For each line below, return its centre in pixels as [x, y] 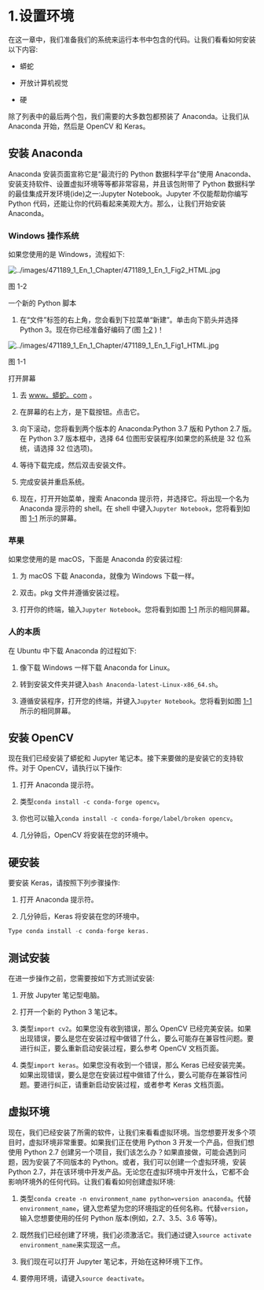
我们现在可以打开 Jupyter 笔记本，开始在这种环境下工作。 [113, 1261]
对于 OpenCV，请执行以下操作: [72, 768]
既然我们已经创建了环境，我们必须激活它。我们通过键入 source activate [136, 1235]
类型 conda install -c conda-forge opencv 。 [92, 801]
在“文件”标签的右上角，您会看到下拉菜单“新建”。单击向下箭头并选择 [129, 320]
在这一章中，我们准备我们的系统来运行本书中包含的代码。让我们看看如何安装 [132, 39]
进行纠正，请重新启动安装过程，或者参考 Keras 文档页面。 [134, 1084]
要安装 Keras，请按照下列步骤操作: [64, 883]
